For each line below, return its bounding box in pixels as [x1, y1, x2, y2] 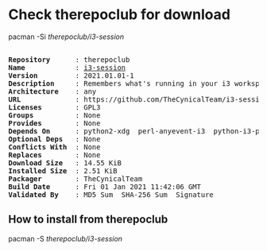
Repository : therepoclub [8, 55, 130, 64]
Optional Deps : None [8, 134, 101, 144]
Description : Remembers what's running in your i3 [8, 79, 230, 88]
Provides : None [8, 118, 101, 128]
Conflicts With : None [8, 142, 101, 152]
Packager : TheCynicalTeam [8, 174, 143, 183]
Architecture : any [8, 87, 97, 96]
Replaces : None [8, 150, 101, 160]
